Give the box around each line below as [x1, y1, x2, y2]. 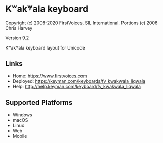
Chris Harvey [5, 25, 33, 31]
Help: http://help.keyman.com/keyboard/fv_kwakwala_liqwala [12, 83, 141, 89]
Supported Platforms [5, 98, 73, 107]
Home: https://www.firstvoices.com [12, 73, 87, 79]
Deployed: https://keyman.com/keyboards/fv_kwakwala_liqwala [12, 78, 146, 84]
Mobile [12, 133, 27, 139]
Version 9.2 [5, 35, 29, 41]
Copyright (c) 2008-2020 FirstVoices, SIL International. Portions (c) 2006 [5, 20, 158, 26]
